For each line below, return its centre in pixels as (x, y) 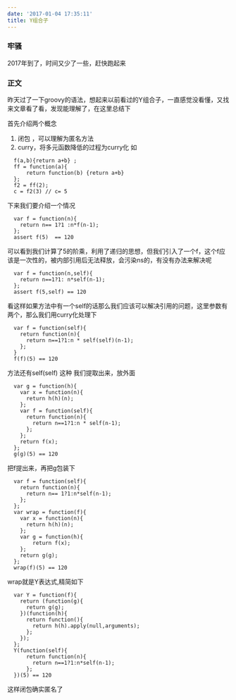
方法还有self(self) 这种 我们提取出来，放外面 (72, 373)
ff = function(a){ (41, 167)
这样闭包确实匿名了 (35, 689)
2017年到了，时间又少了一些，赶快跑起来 (67, 63)
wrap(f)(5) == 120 (41, 568)
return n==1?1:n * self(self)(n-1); (80, 340)
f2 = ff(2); (31, 185)
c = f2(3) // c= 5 (41, 192)
